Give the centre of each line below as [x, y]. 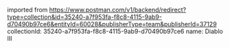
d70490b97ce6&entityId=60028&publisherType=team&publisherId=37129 [112, 24]
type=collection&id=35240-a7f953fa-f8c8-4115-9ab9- [85, 17]
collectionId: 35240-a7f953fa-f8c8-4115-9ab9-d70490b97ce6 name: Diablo [115, 31]
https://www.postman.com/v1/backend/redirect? [118, 10]
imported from [27, 10]
